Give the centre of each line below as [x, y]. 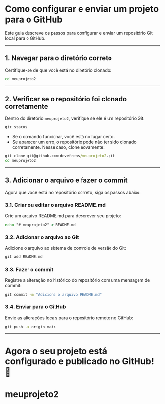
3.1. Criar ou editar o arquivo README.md [55, 205]
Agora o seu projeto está [56, 351]
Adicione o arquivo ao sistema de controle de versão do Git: [66, 248]
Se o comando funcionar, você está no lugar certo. [64, 137]
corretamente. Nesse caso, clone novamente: [58, 147]
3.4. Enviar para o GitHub [36, 307]
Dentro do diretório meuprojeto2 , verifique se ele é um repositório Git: [75, 118]
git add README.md [24, 257]
